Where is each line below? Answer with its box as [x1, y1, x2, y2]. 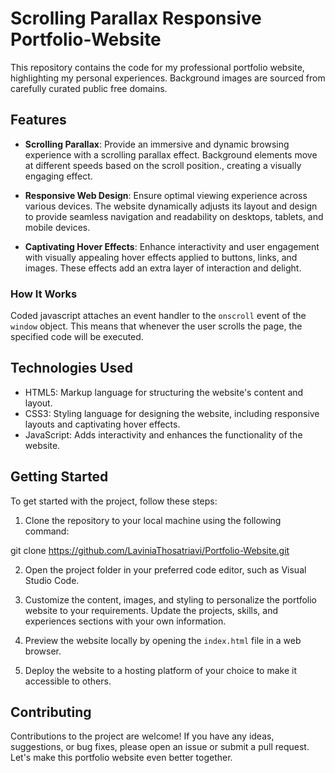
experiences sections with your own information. [24, 615, 227, 627]
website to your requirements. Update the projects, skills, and [24, 604, 279, 616]
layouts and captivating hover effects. [24, 418, 181, 430]
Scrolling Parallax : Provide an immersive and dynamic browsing [24, 138, 290, 150]
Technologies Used [10, 360, 133, 377]
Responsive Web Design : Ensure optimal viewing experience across [24, 189, 308, 201]
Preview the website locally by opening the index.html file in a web [24, 634, 302, 646]
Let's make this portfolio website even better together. [10, 752, 233, 764]
